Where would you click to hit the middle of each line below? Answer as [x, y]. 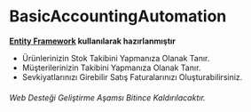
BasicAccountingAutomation [118, 16]
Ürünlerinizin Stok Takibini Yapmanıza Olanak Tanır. [116, 58]
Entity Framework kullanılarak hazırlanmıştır [92, 41]
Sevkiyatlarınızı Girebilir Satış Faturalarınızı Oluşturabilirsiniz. [132, 76]
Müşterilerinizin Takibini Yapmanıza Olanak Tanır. [111, 68]
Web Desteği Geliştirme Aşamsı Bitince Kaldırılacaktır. [107, 97]
